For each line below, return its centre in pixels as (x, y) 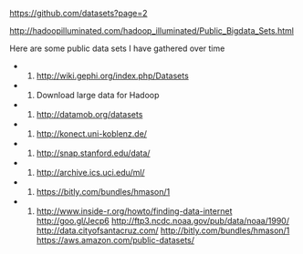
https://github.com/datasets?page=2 (78, 13)
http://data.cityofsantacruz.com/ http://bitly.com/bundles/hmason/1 (163, 230)
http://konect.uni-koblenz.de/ (92, 134)
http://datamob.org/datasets (89, 114)
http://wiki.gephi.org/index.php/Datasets (112, 76)
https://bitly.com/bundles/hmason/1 (103, 192)
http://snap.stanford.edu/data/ (93, 153)
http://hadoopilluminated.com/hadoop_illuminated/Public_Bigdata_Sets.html (152, 30)
